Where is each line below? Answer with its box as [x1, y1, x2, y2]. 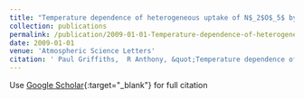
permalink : [9, 30, 51, 39]
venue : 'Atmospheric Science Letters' [9, 47, 156, 56]
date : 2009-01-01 [9, 38, 75, 48]
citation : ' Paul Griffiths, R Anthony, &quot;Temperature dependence [9, 55, 285, 64]
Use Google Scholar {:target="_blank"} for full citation [9, 80, 208, 90]
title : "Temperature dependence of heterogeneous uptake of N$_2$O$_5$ [9, 13, 285, 22]
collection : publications [9, 22, 107, 31]
